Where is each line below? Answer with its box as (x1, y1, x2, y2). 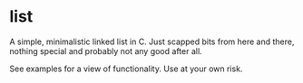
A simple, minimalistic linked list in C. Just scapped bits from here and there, (9, 36, 295, 47)
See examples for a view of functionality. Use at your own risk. (9, 63, 243, 74)
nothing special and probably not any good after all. (9, 45, 202, 56)
